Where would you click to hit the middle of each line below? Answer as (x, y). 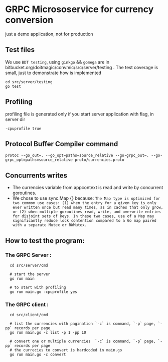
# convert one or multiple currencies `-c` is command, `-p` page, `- (86, 341)
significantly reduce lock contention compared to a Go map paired (84, 221)
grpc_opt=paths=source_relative (39, 160)
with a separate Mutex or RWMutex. (50, 225)
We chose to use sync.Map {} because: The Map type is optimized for (86, 198)
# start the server (30, 274)
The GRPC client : (27, 305)
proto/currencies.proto (99, 160)
